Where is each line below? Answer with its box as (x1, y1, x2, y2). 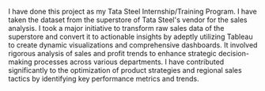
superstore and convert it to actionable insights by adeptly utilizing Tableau (8, 32, 253, 41)
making (8, 57, 33, 66)
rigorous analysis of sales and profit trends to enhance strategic (8, 49, 217, 58)
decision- (218, 49, 249, 58)
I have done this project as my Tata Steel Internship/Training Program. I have (8, 7, 257, 16)
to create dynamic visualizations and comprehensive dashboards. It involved (8, 40, 258, 50)
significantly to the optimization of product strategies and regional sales (8, 66, 243, 74)
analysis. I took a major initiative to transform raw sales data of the (8, 24, 225, 32)
